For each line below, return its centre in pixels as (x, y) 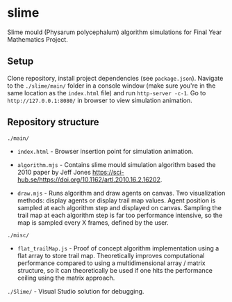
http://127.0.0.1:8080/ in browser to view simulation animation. (100, 100)
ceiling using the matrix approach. (66, 278)
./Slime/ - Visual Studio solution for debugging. (76, 291)
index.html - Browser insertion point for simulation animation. (105, 151)
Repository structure (53, 122)
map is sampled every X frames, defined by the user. (93, 222)
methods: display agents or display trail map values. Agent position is (116, 200)
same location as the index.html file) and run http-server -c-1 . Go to (107, 93)
